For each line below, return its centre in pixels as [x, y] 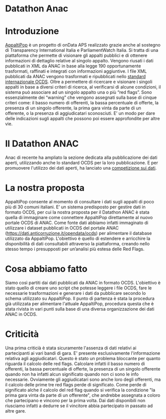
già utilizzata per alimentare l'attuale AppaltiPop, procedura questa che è [80, 303]
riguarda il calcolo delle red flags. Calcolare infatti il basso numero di [75, 364]
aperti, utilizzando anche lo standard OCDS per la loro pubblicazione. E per [82, 163]
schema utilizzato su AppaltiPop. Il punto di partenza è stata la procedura [80, 298]
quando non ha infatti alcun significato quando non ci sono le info [72, 374]
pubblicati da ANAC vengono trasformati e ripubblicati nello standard [76, 77]
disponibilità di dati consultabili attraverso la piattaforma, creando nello [78, 244]
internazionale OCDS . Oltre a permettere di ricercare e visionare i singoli [79, 82]
